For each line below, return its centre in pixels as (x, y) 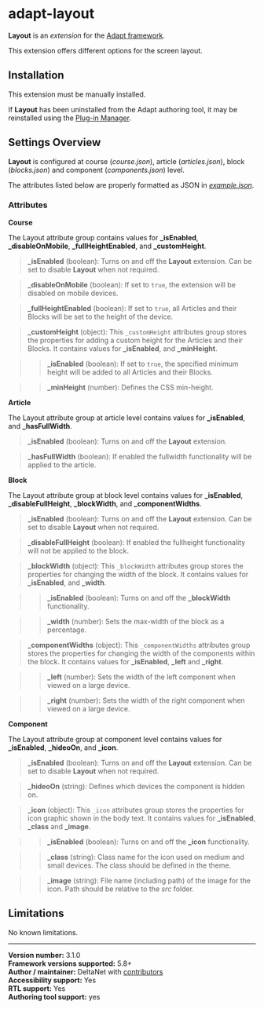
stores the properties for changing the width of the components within (141, 653)
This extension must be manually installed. (77, 94)
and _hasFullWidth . (40, 426)
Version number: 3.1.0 (44, 955)
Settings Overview (55, 143)
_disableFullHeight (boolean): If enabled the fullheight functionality (136, 542)
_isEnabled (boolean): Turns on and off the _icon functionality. (148, 842)
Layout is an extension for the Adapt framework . (86, 35)
